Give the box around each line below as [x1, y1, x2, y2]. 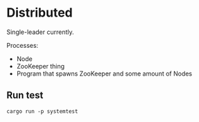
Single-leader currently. [6, 28, 74, 36]
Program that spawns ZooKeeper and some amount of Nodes [16, 69, 193, 78]
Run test [6, 89, 44, 101]
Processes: [6, 41, 39, 49]
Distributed [6, 5, 73, 21]
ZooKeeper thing [16, 62, 65, 70]
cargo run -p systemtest [6, 107, 78, 115]
